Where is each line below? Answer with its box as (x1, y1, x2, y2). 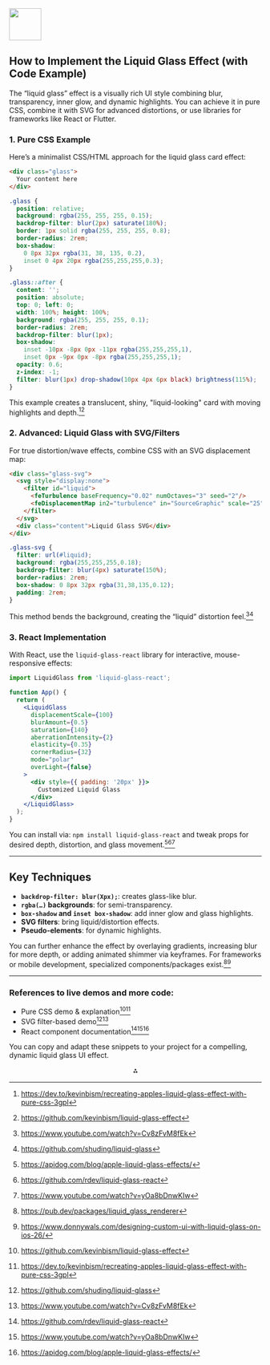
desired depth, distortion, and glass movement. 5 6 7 (9, 838, 175, 849)
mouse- (214, 650, 241, 660)
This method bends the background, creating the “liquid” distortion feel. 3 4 (9, 610, 254, 622)
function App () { (9, 689, 67, 697)
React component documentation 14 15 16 (20, 1025, 150, 1036)
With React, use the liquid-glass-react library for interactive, (9, 650, 213, 660)
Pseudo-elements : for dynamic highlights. (20, 926, 162, 935)
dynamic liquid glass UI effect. (9, 1051, 109, 1060)
